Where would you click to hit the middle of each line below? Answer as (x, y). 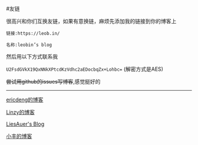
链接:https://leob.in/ (33, 34)
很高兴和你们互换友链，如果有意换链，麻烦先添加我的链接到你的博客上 (91, 21)
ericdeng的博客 (25, 100)
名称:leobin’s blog (29, 45)
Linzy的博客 (21, 112)
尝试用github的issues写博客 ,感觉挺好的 (53, 82)
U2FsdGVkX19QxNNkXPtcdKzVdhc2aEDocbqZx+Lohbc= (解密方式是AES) (85, 69)
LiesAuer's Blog (25, 124)
